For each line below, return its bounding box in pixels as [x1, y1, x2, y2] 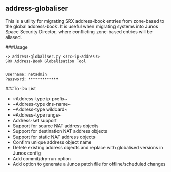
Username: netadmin [5, 72, 47, 77]
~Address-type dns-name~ [12, 101, 71, 107]
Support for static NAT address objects [12, 133, 96, 140]
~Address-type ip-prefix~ [12, 95, 68, 102]
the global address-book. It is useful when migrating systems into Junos [5, 23, 158, 29]
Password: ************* [5, 77, 59, 82]
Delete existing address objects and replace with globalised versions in [12, 144, 163, 150]
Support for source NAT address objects [12, 123, 99, 129]
